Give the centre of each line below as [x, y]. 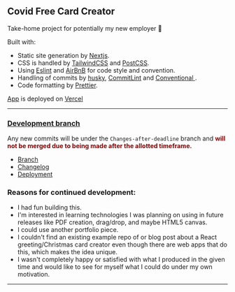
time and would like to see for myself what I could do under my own [115, 267]
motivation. [34, 275]
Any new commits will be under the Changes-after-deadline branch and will [116, 138]
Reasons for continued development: [72, 193]
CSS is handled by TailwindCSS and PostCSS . [83, 63]
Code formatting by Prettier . [57, 85]
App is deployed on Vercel [45, 98]
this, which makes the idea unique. [67, 252]
